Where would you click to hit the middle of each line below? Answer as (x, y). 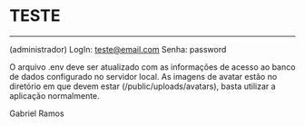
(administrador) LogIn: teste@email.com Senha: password (118, 49)
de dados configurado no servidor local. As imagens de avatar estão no (143, 76)
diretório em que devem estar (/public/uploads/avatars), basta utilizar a (143, 86)
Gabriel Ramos (37, 113)
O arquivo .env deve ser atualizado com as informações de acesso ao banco (152, 67)
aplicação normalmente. (54, 95)
